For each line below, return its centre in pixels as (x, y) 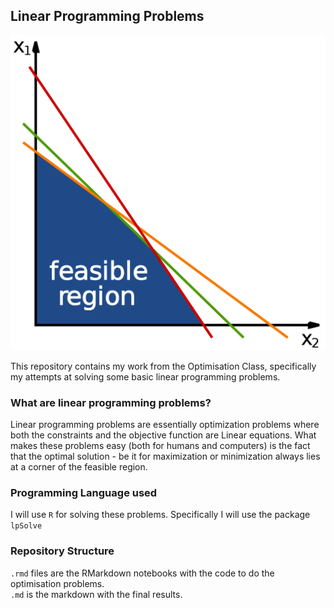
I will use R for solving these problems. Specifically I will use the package (160, 515)
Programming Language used (84, 493)
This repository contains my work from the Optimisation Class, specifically (163, 366)
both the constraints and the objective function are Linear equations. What (163, 435)
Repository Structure (62, 551)
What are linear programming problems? (111, 402)
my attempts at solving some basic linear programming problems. (145, 376)
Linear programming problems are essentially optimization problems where (165, 425)
